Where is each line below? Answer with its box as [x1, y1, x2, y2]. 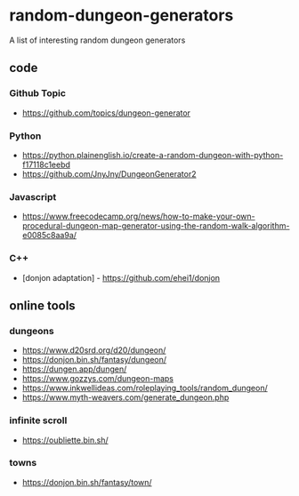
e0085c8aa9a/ [21, 230, 77, 241]
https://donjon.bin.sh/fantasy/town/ [21, 476, 153, 487]
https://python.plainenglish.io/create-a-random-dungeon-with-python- [21, 149, 284, 160]
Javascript [9, 190, 57, 203]
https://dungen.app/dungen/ [21, 364, 127, 374]
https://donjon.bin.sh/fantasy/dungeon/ [21, 355, 167, 365]
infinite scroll [9, 414, 68, 427]
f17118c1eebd [21, 159, 71, 170]
